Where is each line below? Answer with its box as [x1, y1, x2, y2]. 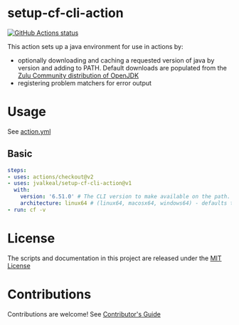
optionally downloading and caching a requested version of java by [17, 55, 215, 65]
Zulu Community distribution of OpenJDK [17, 71, 139, 80]
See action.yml [7, 127, 51, 136]
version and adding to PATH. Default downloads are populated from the [17, 63, 228, 72]
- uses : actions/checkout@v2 [7, 173, 94, 181]
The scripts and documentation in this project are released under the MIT [7, 254, 222, 262]
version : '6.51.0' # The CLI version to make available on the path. [20, 193, 231, 201]
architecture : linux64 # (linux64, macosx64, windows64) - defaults [20, 200, 228, 207]
